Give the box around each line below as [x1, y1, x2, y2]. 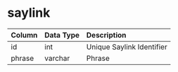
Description [86, 30, 127, 40]
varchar [44, 53, 70, 63]
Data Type [44, 30, 80, 40]
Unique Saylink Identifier [86, 42, 167, 52]
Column [11, 30, 38, 40]
